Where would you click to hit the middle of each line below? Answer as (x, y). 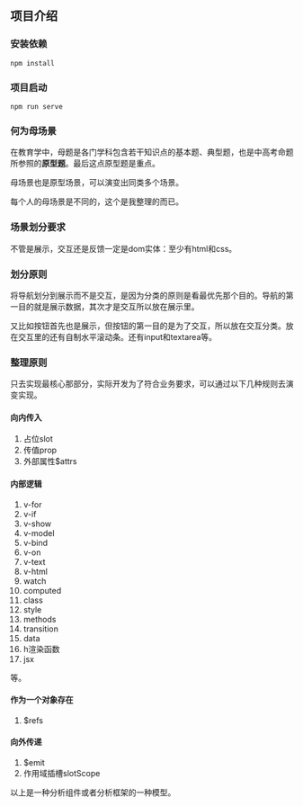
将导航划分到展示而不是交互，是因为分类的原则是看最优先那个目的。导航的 (148, 295)
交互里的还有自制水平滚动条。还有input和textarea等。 (117, 336)
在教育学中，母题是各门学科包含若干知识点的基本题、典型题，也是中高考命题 (152, 152)
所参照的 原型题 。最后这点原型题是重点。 (85, 164)
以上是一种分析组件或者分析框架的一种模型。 (93, 792)
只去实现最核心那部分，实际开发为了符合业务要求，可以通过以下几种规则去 (148, 384)
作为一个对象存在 (42, 700)
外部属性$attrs (50, 461)
